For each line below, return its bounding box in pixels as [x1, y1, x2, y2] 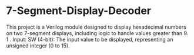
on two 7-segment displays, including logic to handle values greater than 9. [6, 29, 189, 36]
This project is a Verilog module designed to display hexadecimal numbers [6, 23, 186, 30]
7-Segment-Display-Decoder [6, 4, 152, 18]
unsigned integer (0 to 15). [6, 42, 70, 49]
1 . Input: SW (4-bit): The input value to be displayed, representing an [6, 36, 173, 43]
